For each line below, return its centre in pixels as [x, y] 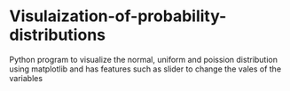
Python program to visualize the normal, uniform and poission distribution [143, 59]
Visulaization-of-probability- [118, 16]
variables [26, 78]
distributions [58, 35]
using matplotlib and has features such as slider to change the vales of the [145, 69]
